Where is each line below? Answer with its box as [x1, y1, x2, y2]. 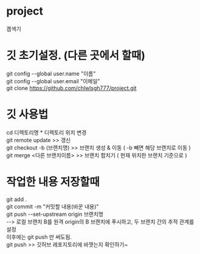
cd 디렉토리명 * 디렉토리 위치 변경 [6, 129, 87, 136]
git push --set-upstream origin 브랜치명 [6, 210, 104, 218]
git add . [6, 196, 27, 203]
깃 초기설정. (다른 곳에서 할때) [6, 49, 146, 63]
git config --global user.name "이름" [6, 70, 96, 77]
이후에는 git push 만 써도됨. [6, 233, 72, 241]
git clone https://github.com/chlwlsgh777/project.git [6, 84, 137, 92]
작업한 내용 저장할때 [6, 175, 100, 189]
